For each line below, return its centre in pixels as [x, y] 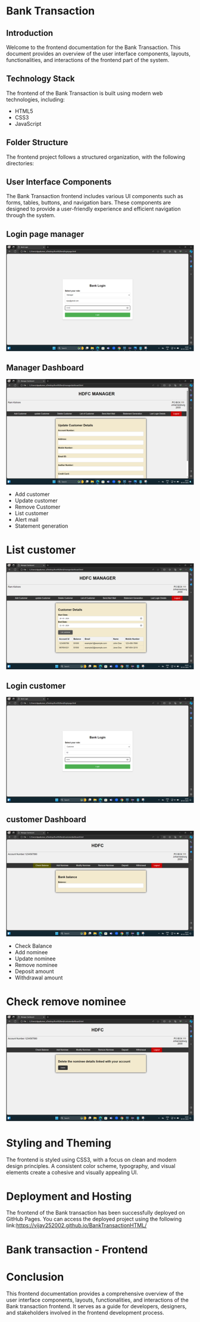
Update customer [36, 501]
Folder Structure [37, 142]
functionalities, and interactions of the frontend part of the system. [88, 60]
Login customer [36, 685]
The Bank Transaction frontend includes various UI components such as [95, 196]
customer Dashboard [46, 820]
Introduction [30, 33]
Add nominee [31, 953]
